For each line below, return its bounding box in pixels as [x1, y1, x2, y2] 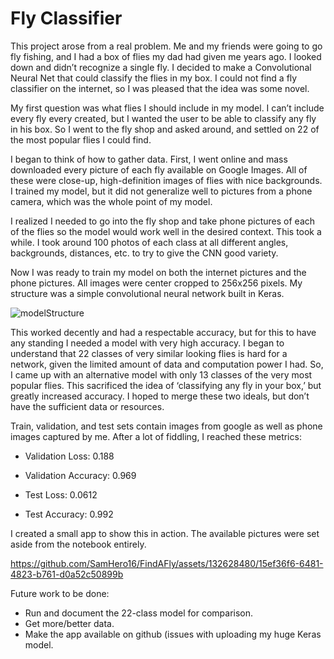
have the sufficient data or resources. [10, 400, 165, 412]
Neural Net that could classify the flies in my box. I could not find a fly [10, 72, 298, 84]
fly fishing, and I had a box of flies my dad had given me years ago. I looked [10, 50, 322, 62]
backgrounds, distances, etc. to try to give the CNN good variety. [10, 247, 279, 259]
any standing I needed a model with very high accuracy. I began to [10, 337, 285, 349]
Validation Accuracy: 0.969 [24, 469, 137, 481]
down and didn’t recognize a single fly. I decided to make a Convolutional [10, 61, 312, 73]
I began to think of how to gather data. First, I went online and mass [10, 153, 288, 165]
